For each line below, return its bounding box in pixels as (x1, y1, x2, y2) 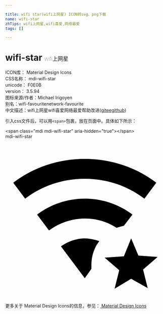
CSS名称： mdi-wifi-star (5, 76, 56, 82)
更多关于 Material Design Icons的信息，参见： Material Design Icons (5, 303, 147, 309)
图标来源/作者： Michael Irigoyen (5, 94, 73, 101)
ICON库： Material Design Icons (5, 69, 72, 76)
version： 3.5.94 (5, 88, 40, 94)
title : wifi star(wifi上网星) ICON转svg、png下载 (5, 12, 106, 17)
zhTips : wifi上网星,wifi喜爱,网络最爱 (5, 21, 80, 26)
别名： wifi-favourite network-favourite (5, 101, 84, 107)
